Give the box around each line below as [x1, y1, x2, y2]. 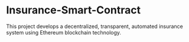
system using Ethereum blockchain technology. [6, 29, 122, 36]
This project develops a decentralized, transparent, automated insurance [6, 23, 183, 30]
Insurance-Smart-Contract [6, 3, 141, 17]
